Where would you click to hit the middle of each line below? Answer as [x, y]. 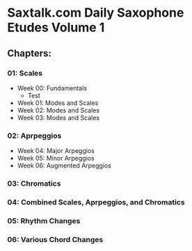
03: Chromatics [34, 184]
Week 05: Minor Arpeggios [56, 159]
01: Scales [25, 73]
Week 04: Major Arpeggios [56, 151]
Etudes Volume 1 [56, 27]
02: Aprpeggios [34, 136]
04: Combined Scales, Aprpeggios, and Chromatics [96, 202]
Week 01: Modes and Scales [58, 103]
